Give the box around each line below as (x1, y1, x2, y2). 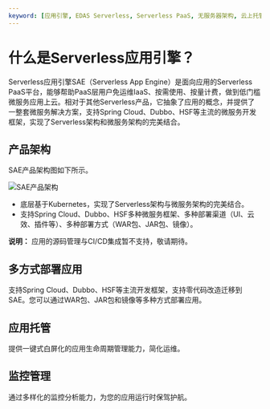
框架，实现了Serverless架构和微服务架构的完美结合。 (8, 117, 185, 127)
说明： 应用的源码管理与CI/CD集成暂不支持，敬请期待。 (8, 237, 193, 246)
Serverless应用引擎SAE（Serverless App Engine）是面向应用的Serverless (8, 77, 253, 87)
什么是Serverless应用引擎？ (8, 49, 195, 67)
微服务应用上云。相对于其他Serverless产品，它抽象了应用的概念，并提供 (8, 97, 248, 107)
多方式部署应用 (8, 262, 83, 276)
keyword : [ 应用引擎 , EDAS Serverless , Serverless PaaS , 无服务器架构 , (8, 11, 238, 20)
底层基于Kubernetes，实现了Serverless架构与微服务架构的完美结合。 (19, 200, 249, 209)
